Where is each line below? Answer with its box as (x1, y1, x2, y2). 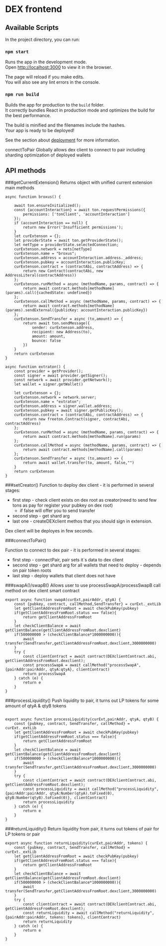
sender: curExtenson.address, (31, 325, 94, 330)
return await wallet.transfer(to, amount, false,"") (23, 460, 135, 465)
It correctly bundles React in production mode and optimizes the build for (5, 107, 155, 113)
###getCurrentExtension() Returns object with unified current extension (5, 179, 153, 185)
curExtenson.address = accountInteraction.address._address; (14, 256, 143, 261)
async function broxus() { (5, 194, 61, 200)
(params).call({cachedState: (5, 290, 66, 295)
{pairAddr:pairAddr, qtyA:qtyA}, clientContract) (5, 667, 110, 672)
